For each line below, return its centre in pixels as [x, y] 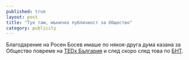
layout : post [22, 17]
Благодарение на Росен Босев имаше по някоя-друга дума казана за [93, 45]
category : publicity [31, 28]
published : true [26, 11]
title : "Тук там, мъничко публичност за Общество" [69, 22]
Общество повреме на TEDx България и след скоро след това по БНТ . [95, 51]
